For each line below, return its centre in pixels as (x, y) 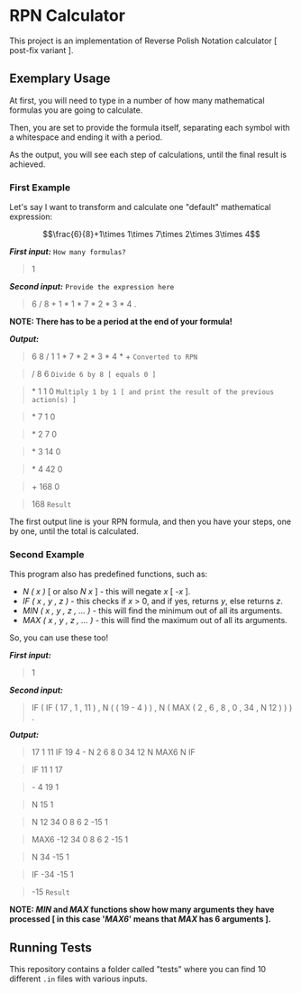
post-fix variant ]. (41, 50)
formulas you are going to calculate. (76, 110)
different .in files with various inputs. (78, 979)
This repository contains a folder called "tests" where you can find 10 (138, 970)
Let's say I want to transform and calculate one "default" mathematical (141, 207)
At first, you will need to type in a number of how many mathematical (137, 100)
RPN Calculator (68, 16)
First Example (40, 188)
